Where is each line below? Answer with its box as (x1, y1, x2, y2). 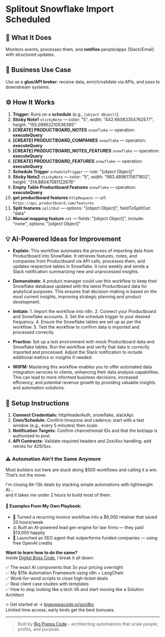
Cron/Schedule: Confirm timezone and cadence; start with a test (12, 417, 144, 423)
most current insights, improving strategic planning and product (12, 294, 141, 300)
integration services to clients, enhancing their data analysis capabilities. (12, 369, 160, 375)
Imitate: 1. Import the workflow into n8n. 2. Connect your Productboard (12, 308, 156, 314)
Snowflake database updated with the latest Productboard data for (12, 283, 147, 289)
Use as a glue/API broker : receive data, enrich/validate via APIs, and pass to (5, 78, 160, 84)
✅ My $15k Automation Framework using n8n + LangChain (5, 570, 124, 576)
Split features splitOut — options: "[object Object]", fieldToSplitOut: (12, 205, 151, 211)
